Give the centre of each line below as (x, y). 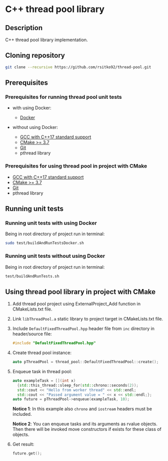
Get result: (23, 444)
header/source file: (32, 334)
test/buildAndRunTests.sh (32, 276)
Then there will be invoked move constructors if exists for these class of (87, 429)
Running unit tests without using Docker (55, 256)
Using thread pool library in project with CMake (80, 292)
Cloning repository (35, 55)
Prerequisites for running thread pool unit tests (63, 97)
